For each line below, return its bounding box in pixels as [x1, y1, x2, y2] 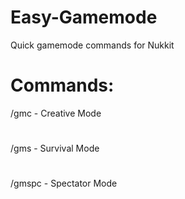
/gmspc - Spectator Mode [10, 177, 118, 190]
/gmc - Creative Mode [10, 107, 102, 119]
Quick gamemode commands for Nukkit [10, 39, 175, 51]
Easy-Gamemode [10, 6, 158, 29]
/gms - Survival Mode [10, 142, 100, 155]
